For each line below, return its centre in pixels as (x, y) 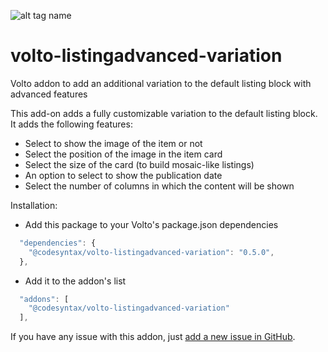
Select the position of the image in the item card (123, 154)
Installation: (34, 205)
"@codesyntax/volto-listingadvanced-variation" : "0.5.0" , (151, 252)
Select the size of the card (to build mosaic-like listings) (139, 164)
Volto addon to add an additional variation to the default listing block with (161, 83)
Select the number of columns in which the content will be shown (159, 186)
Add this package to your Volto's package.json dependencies (151, 224)
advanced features (49, 94)
